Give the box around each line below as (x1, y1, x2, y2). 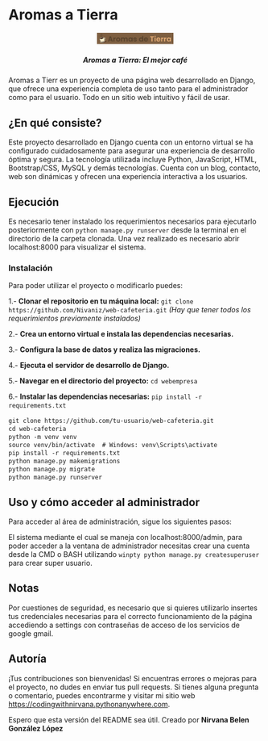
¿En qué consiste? (8, 115, 102, 130)
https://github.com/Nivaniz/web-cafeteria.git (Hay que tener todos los (8, 305, 251, 315)
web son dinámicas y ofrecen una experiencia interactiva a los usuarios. (8, 172, 248, 182)
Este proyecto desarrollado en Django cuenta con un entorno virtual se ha (8, 137, 254, 147)
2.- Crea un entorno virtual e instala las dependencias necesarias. (8, 329, 234, 339)
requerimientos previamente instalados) (8, 313, 141, 324)
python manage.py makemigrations (8, 458, 121, 466)
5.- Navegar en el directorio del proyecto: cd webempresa (8, 376, 198, 386)
